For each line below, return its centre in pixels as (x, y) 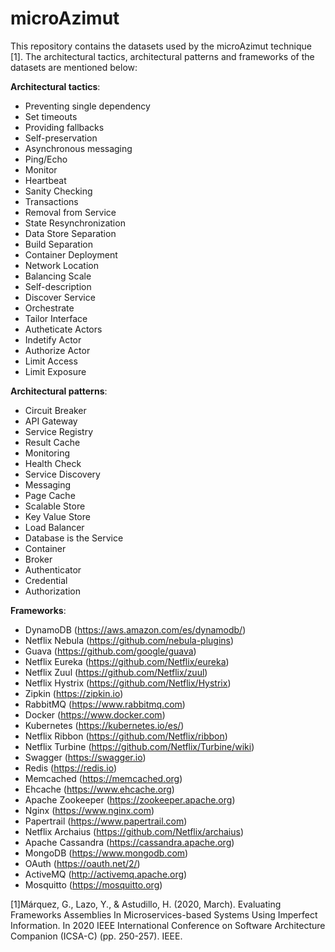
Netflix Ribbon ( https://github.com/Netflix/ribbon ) (126, 736)
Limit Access (51, 361)
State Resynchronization (75, 223)
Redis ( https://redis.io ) (71, 768)
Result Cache (52, 442)
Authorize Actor (57, 350)
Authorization (53, 591)
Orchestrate (49, 308)
